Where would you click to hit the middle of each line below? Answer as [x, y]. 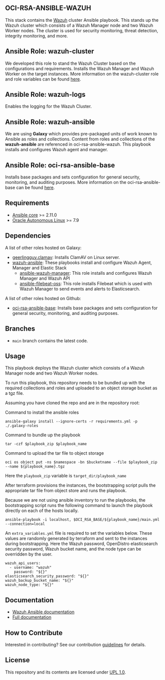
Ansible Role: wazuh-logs [45, 95]
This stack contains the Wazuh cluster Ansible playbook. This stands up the [82, 20]
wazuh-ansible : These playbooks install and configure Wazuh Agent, [82, 262]
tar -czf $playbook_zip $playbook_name [46, 444]
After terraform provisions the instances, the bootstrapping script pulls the [81, 485]
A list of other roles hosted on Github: [43, 298]
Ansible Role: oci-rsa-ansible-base [60, 165]
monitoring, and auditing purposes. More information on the [66, 182]
